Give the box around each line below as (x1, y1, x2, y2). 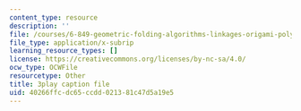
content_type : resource (9, 13, 99, 22)
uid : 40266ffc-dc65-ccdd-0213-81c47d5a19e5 (9, 88, 175, 97)
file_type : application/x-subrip (9, 38, 134, 47)
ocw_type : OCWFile (9, 64, 78, 73)
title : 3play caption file (9, 80, 110, 89)
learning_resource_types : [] (9, 47, 118, 55)
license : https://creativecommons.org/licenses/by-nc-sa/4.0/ (9, 55, 246, 64)
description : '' (9, 21, 70, 30)
